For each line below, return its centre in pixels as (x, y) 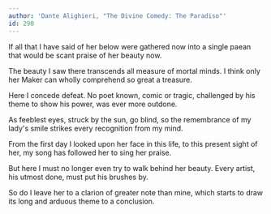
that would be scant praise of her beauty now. (85, 55)
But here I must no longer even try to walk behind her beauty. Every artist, (132, 168)
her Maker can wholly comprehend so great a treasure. (101, 79)
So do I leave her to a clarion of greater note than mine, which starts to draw (136, 192)
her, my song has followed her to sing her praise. (90, 152)
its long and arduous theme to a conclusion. (82, 201)
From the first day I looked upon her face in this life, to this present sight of (133, 143)
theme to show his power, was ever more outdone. (93, 104)
